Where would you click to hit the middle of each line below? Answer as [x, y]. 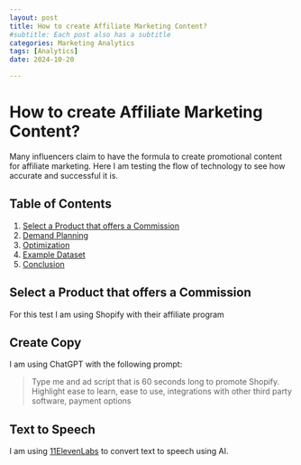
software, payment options [81, 401]
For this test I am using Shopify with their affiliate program [117, 314]
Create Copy [46, 343]
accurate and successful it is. [64, 175]
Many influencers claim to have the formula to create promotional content [146, 156]
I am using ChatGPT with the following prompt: [96, 364]
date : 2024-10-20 [42, 60]
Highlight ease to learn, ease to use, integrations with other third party [162, 391]
